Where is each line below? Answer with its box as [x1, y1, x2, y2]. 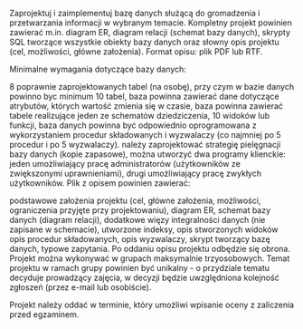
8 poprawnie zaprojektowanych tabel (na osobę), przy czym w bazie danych [9, 82, 295, 92]
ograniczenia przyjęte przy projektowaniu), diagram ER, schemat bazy [9, 205, 271, 216]
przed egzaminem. [9, 309, 80, 320]
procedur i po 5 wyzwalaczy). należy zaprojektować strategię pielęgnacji [9, 140, 281, 150]
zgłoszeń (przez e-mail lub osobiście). [9, 282, 152, 293]
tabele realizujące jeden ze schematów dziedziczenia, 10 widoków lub [9, 111, 270, 121]
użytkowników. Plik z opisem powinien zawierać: [9, 178, 191, 189]
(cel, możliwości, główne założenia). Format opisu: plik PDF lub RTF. [9, 46, 263, 57]
